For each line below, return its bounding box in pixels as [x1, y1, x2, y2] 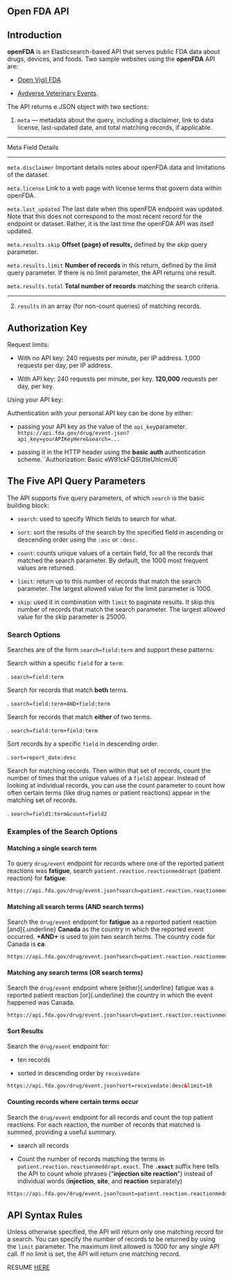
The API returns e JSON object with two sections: [7, 103, 149, 111]
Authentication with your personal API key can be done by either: [7, 409, 193, 417]
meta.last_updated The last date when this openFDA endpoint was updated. [7, 205, 224, 214]
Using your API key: [7, 395, 64, 404]
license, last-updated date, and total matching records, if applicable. [17, 123, 213, 132]
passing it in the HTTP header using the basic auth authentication [17, 448, 206, 456]
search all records [17, 1141, 69, 1150]
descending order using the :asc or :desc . [17, 535, 137, 544]
